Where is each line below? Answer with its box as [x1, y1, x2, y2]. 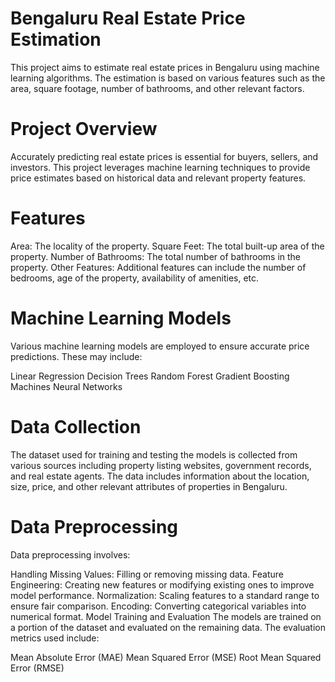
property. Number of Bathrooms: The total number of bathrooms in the [10, 250, 302, 262]
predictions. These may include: [10, 350, 143, 362]
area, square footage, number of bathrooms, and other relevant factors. [10, 82, 305, 94]
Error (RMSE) [10, 662, 65, 674]
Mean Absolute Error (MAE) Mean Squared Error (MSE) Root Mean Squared [10, 651, 322, 663]
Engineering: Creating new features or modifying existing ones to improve [10, 578, 315, 591]
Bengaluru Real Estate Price [10, 7, 246, 30]
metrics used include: [10, 632, 100, 644]
